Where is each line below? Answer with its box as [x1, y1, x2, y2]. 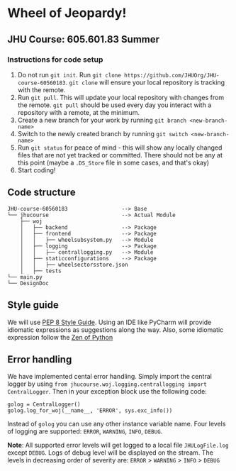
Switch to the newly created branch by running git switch [17, 129, 189, 138]
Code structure [7, 187, 76, 199]
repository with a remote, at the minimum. [17, 108, 140, 116]
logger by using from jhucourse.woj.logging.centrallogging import [7, 379, 207, 388]
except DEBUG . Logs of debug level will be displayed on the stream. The [7, 448, 214, 457]
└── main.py [7, 273, 43, 281]
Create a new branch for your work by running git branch [17, 116, 186, 124]
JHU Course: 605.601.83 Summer [7, 33, 160, 45]
